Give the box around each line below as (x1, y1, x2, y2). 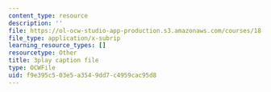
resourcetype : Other (8, 49, 78, 57)
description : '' (8, 19, 63, 27)
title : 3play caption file (8, 57, 99, 65)
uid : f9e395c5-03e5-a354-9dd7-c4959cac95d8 (8, 71, 157, 79)
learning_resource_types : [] (8, 42, 106, 50)
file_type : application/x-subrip (8, 34, 121, 42)
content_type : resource (8, 11, 89, 20)
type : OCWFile (8, 64, 56, 72)
